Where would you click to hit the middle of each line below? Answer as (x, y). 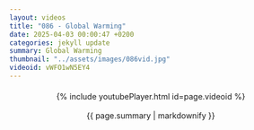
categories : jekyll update (60, 43)
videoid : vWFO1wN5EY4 (50, 68)
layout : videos (38, 17)
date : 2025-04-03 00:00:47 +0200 (72, 34)
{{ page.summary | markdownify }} (151, 115)
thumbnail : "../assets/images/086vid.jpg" (90, 59)
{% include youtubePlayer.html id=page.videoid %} (151, 96)
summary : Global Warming (56, 51)
